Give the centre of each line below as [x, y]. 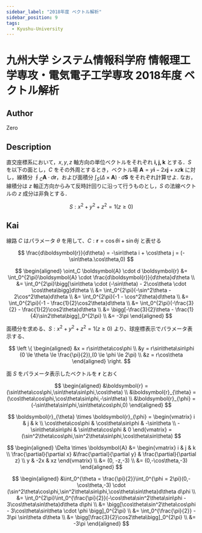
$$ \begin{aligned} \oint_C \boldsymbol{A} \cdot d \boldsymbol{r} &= [101, 271]
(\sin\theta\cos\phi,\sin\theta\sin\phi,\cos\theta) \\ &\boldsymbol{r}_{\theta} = [101, 392]
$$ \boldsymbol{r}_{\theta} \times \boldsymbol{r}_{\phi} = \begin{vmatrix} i [101, 416]
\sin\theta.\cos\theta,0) [97, 259]
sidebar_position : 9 [32, 18]
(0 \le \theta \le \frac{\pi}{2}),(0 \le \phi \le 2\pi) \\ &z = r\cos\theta [101, 355]
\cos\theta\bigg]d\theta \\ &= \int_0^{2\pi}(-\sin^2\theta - [101, 290]
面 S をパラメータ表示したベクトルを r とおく [62, 373]
